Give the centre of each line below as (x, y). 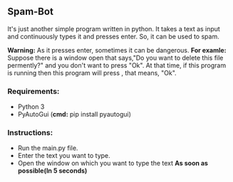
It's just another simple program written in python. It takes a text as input (114, 28)
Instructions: (30, 133)
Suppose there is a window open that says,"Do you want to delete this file (115, 58)
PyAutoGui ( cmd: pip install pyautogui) (74, 114)
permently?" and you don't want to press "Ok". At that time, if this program (117, 65)
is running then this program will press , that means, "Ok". (92, 73)
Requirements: (33, 91)
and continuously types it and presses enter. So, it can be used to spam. (113, 36)
